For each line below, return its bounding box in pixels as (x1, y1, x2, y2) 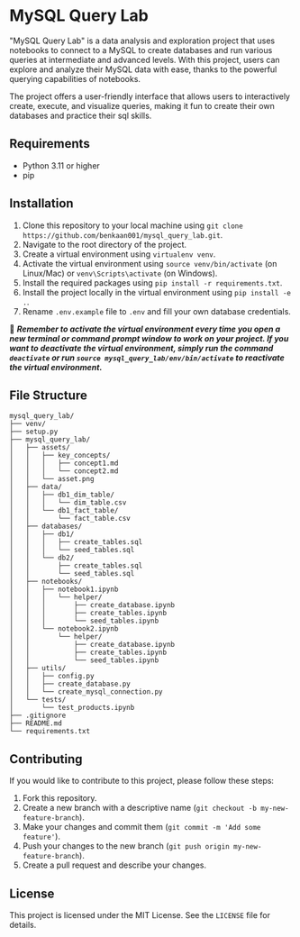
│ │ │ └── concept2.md (9, 467, 119, 476)
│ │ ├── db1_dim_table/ (9, 490, 115, 500)
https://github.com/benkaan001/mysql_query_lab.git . (22, 229, 223, 240)
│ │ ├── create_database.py (9, 679, 131, 689)
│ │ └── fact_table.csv (9, 514, 131, 523)
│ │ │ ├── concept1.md (9, 459, 119, 468)
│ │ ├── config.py (9, 672, 95, 681)
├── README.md (9, 719, 63, 728)
